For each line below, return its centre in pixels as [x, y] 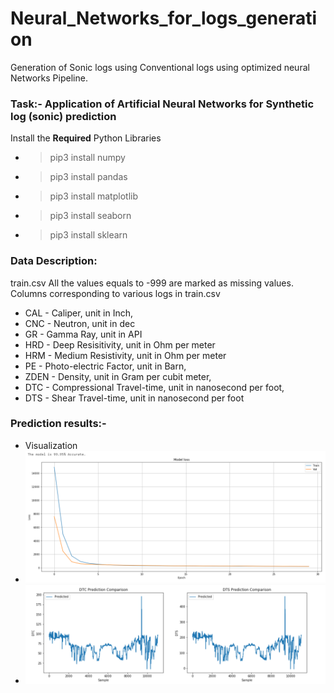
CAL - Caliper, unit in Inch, [79, 313]
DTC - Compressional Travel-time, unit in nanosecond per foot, [154, 387]
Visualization [51, 445]
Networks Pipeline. [49, 78]
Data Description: [54, 261]
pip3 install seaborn [90, 216]
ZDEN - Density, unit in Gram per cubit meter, [118, 376]
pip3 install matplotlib [93, 196]
